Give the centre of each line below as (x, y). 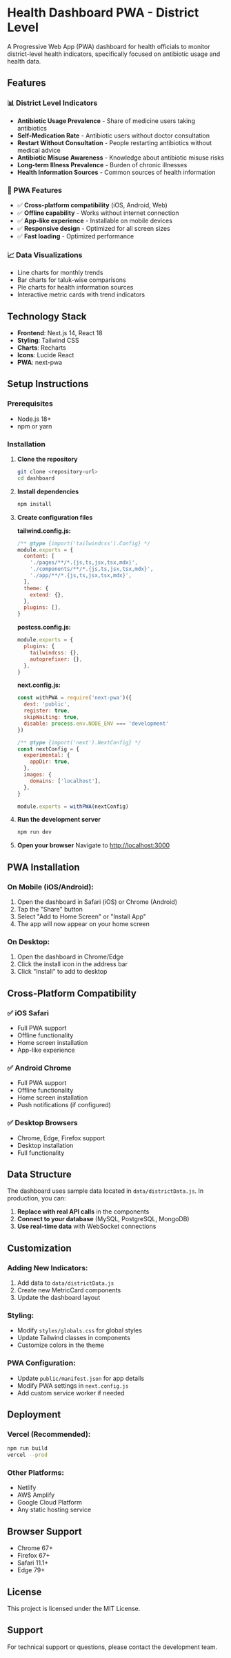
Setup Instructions (48, 384)
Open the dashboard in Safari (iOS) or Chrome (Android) (97, 902)
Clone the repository (47, 459)
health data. (24, 61)
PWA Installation (44, 867)
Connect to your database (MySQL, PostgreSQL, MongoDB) (103, 1219)
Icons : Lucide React (46, 355)
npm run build (28, 1449)
